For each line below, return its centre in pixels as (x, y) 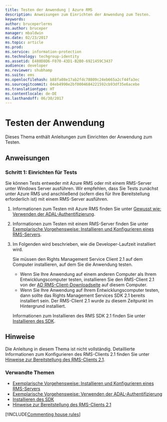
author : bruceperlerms (29, 24)
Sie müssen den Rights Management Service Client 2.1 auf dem (77, 259)
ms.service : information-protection (43, 52)
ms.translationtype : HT (30, 89)
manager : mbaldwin (24, 33)
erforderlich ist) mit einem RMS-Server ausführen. (57, 199)
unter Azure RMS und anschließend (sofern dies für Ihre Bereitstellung (77, 194)
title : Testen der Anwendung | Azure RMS (49, 10)
